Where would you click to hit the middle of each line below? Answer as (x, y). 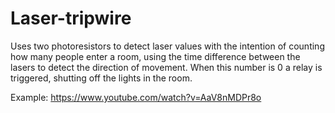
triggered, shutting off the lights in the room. (101, 78)
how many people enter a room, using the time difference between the (155, 56)
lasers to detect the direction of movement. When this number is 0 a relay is (166, 67)
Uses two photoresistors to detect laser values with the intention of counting (167, 46)
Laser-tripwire (71, 18)
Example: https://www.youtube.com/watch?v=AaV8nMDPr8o (136, 97)
